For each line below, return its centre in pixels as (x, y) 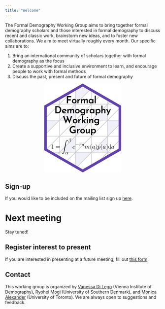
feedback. (15, 302)
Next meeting (33, 218)
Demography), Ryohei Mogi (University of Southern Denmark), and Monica (81, 292)
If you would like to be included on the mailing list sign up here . (69, 198)
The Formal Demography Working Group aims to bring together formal (76, 25)
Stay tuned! (17, 232)
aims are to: (17, 46)
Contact (18, 275)
